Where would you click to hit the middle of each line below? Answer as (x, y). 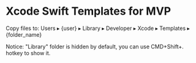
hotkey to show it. (28, 53)
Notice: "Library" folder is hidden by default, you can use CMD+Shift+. (95, 46)
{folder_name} (24, 34)
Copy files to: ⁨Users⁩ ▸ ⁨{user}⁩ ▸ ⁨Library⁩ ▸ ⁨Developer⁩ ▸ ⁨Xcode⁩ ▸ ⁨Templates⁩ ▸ (98, 28)
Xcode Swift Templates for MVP (89, 11)
